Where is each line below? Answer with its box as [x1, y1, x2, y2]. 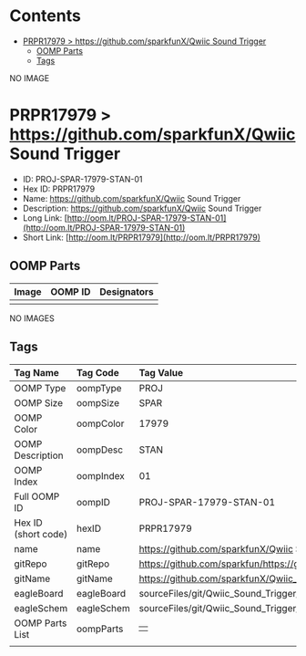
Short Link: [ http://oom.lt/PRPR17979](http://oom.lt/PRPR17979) [22, 232, 261, 243]
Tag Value [138, 366, 184, 379]
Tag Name [14, 366, 59, 379]
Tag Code [76, 366, 120, 379]
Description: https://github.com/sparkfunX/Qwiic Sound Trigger [22, 203, 262, 213]
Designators [99, 285, 155, 297]
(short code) [14, 527, 68, 540]
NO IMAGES [9, 312, 55, 324]
